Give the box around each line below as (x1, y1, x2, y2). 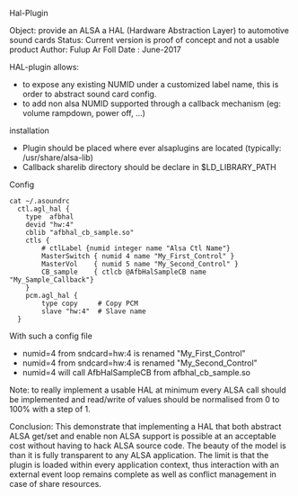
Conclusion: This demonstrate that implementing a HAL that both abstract (9, 421, 282, 431)
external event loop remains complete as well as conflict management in (9, 469, 276, 480)
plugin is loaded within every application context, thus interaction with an (9, 459, 280, 470)
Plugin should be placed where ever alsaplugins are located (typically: (22, 143, 282, 153)
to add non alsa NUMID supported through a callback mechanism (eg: (22, 98, 281, 109)
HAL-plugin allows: (9, 62, 79, 72)
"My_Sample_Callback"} (9, 275, 94, 284)
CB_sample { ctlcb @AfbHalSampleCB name (41, 267, 206, 276)
